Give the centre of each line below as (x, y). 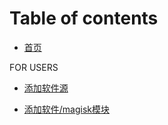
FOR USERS (34, 67)
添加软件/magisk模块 (67, 109)
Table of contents (84, 18)
